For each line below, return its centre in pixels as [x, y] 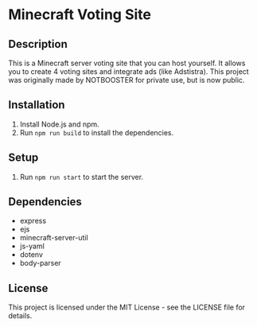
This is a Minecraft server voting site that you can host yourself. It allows [127, 63]
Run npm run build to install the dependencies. [97, 132]
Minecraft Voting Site [80, 15]
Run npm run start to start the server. [82, 177]
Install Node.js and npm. [59, 124]
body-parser [40, 263]
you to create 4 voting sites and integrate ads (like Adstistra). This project [128, 72]
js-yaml [32, 246]
